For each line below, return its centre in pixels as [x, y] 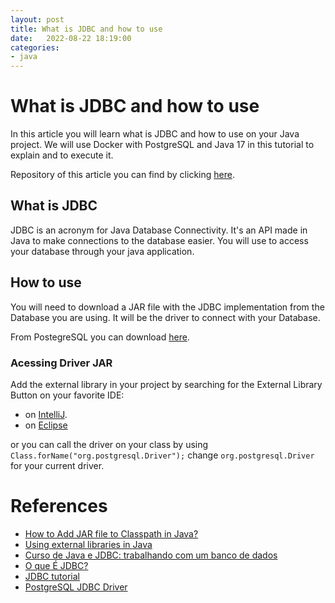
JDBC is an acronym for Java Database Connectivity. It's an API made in [159, 230]
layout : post [37, 19]
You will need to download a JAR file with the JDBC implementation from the [167, 307]
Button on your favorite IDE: [67, 395]
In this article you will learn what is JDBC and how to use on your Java [155, 134]
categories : [35, 47]
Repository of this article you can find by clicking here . [122, 175]
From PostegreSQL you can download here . [100, 337]
